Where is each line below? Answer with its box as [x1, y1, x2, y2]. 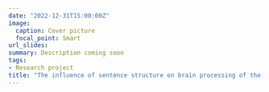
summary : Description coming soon [8, 49, 125, 57]
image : [8, 19, 31, 27]
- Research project [8, 64, 74, 72]
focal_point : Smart [15, 34, 81, 42]
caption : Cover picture [15, 26, 95, 34]
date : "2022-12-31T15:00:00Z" [8, 11, 110, 20]
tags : [8, 57, 27, 65]
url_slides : [8, 42, 48, 50]
